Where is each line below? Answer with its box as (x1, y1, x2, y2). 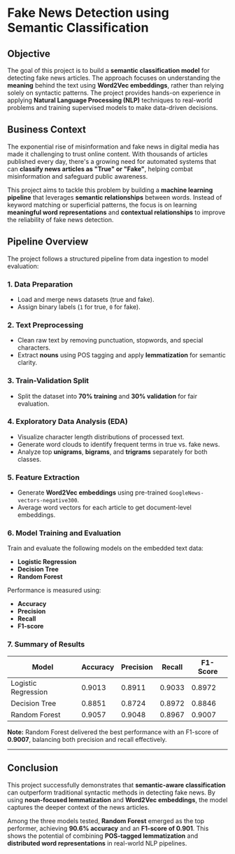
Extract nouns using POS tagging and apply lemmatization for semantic (17, 351, 226, 359)
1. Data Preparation (7, 279, 73, 289)
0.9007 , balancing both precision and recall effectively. (7, 735, 167, 743)
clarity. (17, 359, 37, 367)
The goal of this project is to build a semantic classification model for (7, 67, 210, 74)
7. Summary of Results (7, 640, 85, 649)
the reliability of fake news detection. (7, 215, 114, 223)
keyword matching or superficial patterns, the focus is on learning (7, 200, 197, 209)
